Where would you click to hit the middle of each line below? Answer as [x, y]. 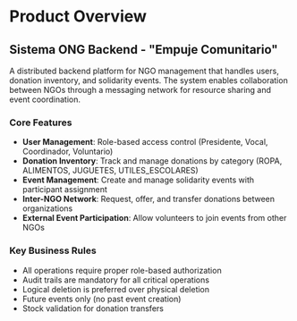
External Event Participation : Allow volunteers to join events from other [154, 218]
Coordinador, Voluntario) [68, 152]
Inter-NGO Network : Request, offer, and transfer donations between [148, 199]
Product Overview [78, 17]
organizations [47, 208]
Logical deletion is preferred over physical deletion [116, 289]
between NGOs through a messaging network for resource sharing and [140, 90]
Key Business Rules [53, 250]
